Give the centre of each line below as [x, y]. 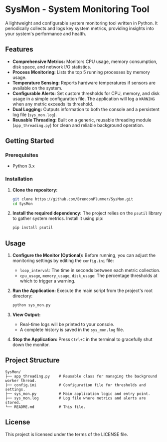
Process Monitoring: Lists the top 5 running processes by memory [81, 72]
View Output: [26, 315]
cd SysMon [23, 203]
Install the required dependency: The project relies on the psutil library [87, 213]
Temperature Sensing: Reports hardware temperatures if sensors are [84, 82]
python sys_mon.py [31, 305]
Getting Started [30, 141]
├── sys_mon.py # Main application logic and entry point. [78, 393]
